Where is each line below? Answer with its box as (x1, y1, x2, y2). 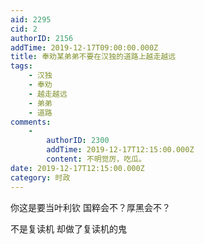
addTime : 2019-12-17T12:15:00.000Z (46, 145, 195, 155)
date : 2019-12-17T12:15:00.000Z (10, 163, 145, 173)
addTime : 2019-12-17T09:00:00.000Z (10, 42, 159, 53)
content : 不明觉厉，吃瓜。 (46, 154, 147, 164)
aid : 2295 (10, 14, 52, 25)
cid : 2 (10, 24, 38, 34)
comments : (10, 117, 52, 127)
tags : (10, 61, 33, 71)
